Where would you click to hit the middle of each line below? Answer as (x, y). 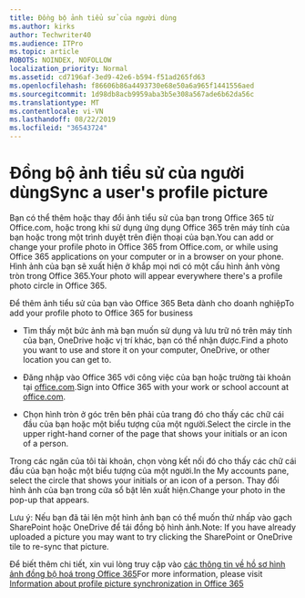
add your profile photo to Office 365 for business (102, 313)
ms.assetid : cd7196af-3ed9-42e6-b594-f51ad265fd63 (107, 77)
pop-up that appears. (49, 500)
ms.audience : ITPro (46, 43)
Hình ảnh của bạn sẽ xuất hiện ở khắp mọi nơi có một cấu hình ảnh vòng (145, 266)
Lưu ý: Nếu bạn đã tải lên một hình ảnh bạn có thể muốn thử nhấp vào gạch (151, 517)
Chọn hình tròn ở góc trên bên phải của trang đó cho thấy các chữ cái (153, 414)
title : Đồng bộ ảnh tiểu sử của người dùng (93, 18)
